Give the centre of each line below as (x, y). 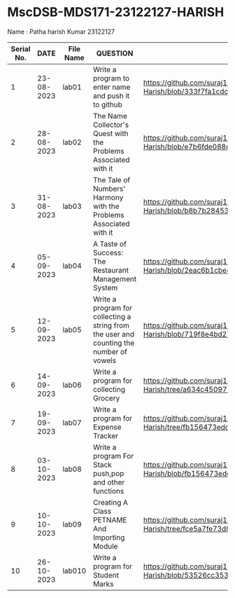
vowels (105, 360)
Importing (109, 537)
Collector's (111, 125)
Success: (108, 252)
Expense (107, 427)
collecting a (112, 316)
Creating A (111, 502)
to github (108, 104)
